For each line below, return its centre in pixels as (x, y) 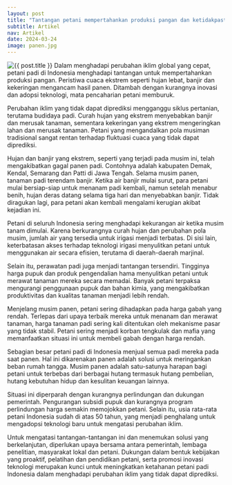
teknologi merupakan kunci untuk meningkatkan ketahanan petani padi (108, 467)
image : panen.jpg (32, 46)
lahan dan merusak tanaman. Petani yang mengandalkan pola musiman (108, 130)
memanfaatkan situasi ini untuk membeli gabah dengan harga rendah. (106, 338)
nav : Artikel (26, 33)
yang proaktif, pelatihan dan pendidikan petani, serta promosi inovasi (105, 459)
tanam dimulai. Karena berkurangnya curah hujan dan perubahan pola (107, 230)
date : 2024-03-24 (32, 39)
